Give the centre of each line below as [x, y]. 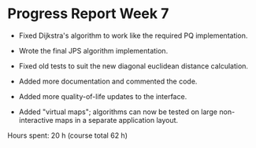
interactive [36, 120]
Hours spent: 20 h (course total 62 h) [67, 135]
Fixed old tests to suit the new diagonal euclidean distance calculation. [134, 66]
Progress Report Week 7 [88, 14]
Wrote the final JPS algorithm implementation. [93, 50]
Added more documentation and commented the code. [108, 81]
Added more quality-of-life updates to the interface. [103, 96]
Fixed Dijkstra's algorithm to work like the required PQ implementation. [133, 35]
